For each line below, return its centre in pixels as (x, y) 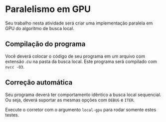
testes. (12, 115)
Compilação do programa (45, 44)
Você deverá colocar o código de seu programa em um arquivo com (75, 56)
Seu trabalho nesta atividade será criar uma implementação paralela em (79, 23)
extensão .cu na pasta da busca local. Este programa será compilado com (81, 61)
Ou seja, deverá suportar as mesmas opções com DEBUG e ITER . (70, 100)
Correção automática (39, 83)
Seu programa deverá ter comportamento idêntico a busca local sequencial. (83, 94)
